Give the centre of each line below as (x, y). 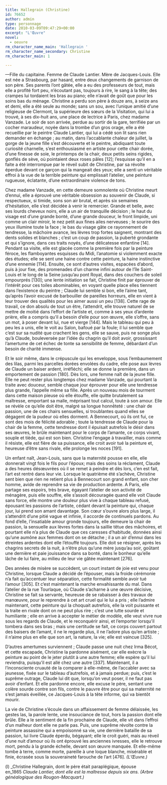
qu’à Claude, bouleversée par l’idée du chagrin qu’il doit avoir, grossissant (81, 338)
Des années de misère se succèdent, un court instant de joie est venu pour (82, 568)
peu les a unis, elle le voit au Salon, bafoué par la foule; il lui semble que (79, 328)
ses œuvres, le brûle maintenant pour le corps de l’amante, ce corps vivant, (83, 433)
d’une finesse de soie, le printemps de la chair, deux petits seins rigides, (79, 154)
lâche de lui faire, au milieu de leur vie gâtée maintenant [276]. (69, 559)
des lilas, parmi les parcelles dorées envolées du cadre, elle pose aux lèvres (83, 364)
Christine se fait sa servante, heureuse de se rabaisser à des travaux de (79, 595)
